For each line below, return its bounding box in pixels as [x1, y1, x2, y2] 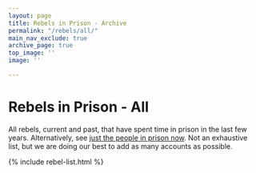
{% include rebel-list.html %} [8, 157, 104, 167]
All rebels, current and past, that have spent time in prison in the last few [8, 124, 247, 134]
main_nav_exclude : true [8, 34, 88, 42]
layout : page [8, 11, 52, 20]
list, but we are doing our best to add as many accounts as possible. [8, 141, 234, 151]
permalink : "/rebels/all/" [8, 26, 98, 34]
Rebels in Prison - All [8, 98, 150, 116]
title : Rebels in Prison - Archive [8, 19, 127, 27]
